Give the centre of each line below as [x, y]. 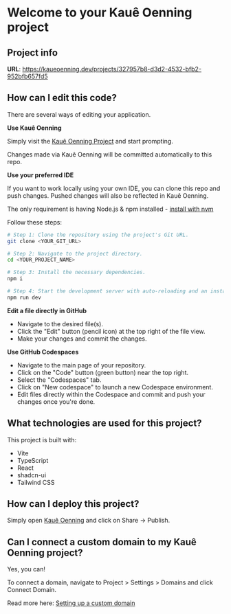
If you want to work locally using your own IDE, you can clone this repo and [114, 188]
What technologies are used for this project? [104, 423]
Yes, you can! [26, 569]
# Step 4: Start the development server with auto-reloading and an [107, 291]
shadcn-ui [32, 475]
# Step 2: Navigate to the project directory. [75, 253]
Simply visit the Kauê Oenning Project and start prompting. [90, 141]
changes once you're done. [56, 401]
